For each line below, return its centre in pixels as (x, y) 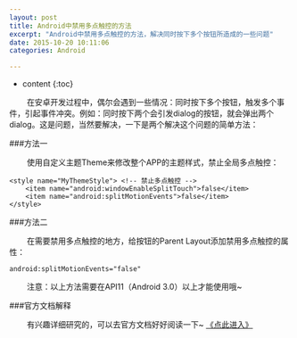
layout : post (33, 17)
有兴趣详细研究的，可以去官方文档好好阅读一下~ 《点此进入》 (140, 325)
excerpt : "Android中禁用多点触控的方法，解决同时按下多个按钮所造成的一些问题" (141, 34)
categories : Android (48, 51)
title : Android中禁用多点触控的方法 (70, 26)
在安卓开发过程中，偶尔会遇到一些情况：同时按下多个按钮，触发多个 (152, 103)
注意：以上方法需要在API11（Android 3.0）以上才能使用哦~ (134, 287)
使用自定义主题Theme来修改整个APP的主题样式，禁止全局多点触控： (153, 162)
